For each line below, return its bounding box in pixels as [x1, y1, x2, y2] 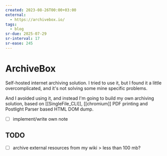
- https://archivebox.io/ [10, 17, 65, 22]
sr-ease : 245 [5, 41, 33, 46]
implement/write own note [12, 116, 68, 122]
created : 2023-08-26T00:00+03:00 [5, 7, 77, 13]
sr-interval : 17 [5, 36, 40, 41]
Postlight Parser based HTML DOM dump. [5, 106, 93, 112]
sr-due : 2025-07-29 [5, 31, 47, 36]
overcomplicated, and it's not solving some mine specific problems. [5, 85, 148, 91]
